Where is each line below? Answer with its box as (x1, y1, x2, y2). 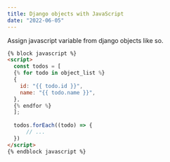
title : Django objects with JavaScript (7, 10, 124, 18)
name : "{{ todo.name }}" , (20, 89, 96, 96)
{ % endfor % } (13, 102, 52, 109)
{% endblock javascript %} (7, 148, 86, 155)
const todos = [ (13, 63, 61, 70)
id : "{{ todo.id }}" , (20, 82, 83, 89)
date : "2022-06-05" (7, 17, 65, 24)
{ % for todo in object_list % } (13, 70, 105, 77)
